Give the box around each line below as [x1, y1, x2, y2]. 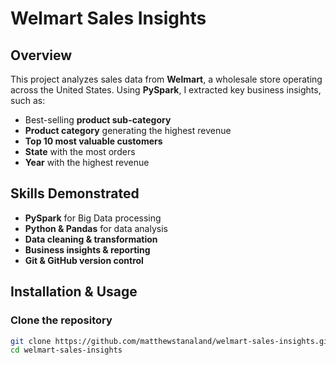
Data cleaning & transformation [24, 233, 158, 245]
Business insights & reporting [24, 243, 151, 256]
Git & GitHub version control [24, 254, 144, 266]
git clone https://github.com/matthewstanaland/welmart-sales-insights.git [10, 336, 333, 346]
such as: [10, 95, 46, 106]
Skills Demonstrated [10, 185, 140, 202]
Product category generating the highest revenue [24, 125, 232, 136]
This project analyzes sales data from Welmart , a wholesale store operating [10, 73, 323, 85]
